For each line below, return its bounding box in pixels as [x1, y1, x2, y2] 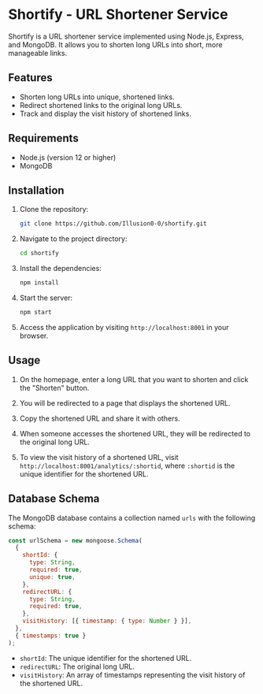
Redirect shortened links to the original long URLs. [19, 100, 183, 109]
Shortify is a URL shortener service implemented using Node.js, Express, [8, 32, 244, 41]
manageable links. [8, 48, 68, 58]
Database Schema [8, 492, 100, 506]
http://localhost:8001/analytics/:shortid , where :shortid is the [19, 461, 235, 470]
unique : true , [28, 573, 76, 581]
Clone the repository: [19, 205, 89, 214]
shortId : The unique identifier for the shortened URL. [19, 653, 192, 662]
